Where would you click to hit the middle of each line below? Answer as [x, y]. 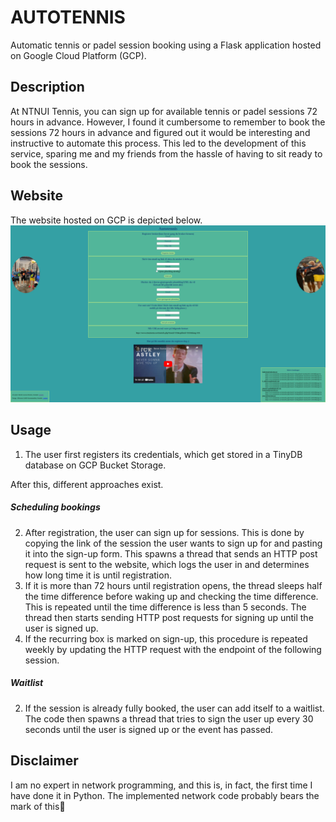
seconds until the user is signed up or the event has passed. [149, 729]
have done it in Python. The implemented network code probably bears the [165, 795]
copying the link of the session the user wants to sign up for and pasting [173, 543]
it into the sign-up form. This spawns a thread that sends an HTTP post [171, 553]
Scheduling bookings [55, 507]
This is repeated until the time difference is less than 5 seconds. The [165, 607]
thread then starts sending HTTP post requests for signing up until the [169, 617]
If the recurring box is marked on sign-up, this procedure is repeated [166, 638]
